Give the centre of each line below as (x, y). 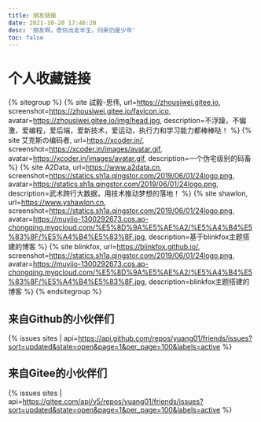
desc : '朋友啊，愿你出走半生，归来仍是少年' (72, 30)
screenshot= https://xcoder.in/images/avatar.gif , (85, 149)
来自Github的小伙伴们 (61, 319)
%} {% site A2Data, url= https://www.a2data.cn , (85, 167)
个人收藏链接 (50, 79)
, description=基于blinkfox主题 (194, 237)
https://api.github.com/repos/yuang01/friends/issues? (165, 338)
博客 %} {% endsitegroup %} (55, 292)
